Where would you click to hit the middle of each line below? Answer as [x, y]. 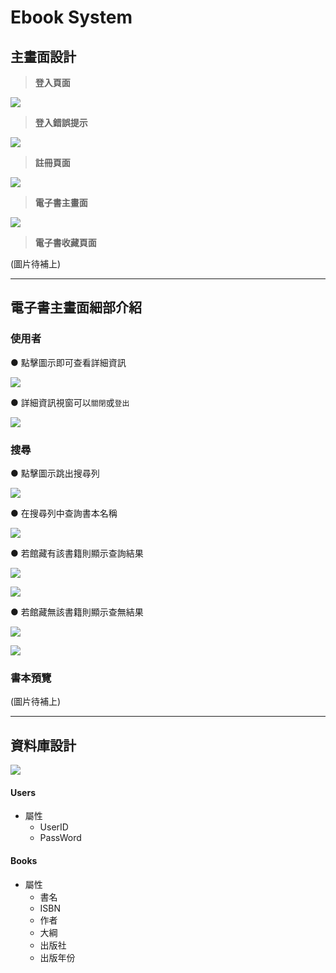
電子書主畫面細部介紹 [76, 307]
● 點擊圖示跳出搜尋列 [55, 473]
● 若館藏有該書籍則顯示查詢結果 [77, 553]
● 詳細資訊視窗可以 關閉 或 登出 [70, 402]
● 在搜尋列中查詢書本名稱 [64, 513]
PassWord [60, 838]
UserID [54, 827]
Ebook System [71, 17]
